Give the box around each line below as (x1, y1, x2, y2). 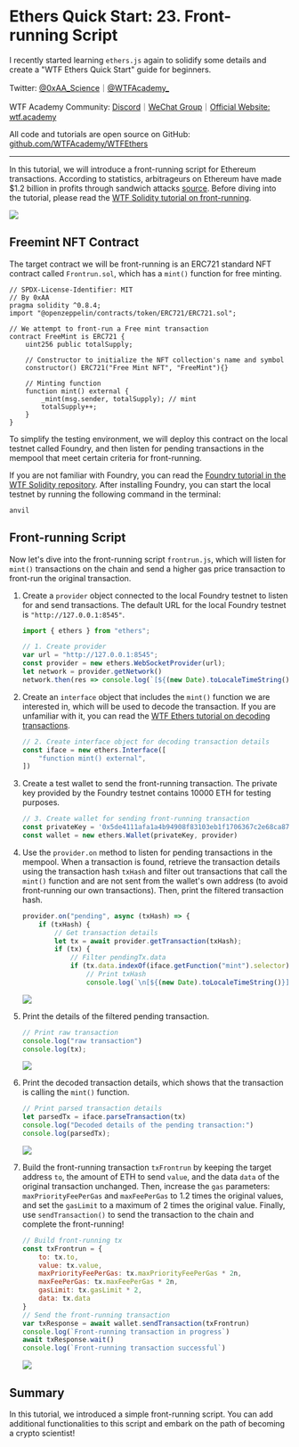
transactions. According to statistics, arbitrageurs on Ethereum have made (9, 173, 282, 184)
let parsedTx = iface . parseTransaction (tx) (21, 1113, 187, 1122)
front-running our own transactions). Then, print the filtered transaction (21, 884, 284, 895)
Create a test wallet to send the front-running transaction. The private (21, 778, 278, 789)
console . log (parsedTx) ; (21, 1130, 111, 1139)
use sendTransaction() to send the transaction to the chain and (21, 1209, 255, 1220)
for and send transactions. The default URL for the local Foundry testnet (21, 599, 287, 610)
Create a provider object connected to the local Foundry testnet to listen (21, 590, 288, 601)
